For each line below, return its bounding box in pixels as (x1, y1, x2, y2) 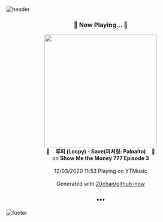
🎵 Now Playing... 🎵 (73, 20, 128, 29)
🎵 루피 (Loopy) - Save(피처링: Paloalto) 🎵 (46, 148, 156, 155)
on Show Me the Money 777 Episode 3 (52, 155, 149, 162)
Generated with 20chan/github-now (56, 180, 145, 188)
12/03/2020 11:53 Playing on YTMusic (54, 167, 147, 174)
